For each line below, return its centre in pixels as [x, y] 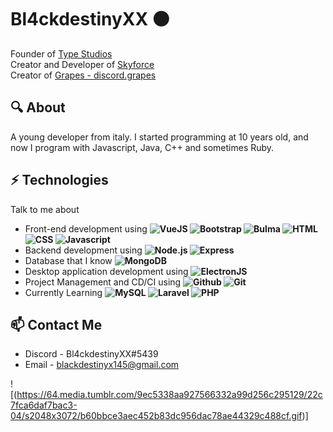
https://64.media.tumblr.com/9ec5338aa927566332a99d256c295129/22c [169, 395]
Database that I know [68, 260]
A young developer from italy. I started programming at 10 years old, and [159, 137]
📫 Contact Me [56, 324]
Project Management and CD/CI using [103, 282]
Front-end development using [86, 228]
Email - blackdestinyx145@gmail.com [102, 365]
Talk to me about [45, 209]
